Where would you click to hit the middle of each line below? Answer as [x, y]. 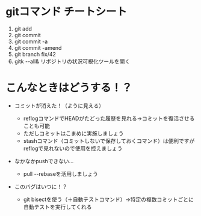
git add [23, 28]
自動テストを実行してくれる [57, 206]
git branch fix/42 [35, 54]
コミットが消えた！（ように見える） [59, 106]
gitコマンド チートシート [66, 12]
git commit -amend [38, 47]
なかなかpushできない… [44, 161]
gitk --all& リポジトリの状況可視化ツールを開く [72, 61]
